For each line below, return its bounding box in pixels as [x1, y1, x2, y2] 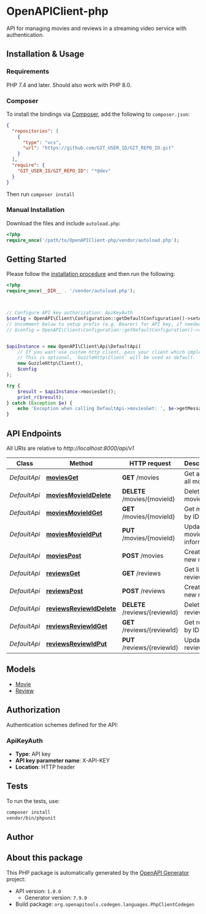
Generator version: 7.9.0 [24, 894, 88, 901]
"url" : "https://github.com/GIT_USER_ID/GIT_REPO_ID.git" [22, 145, 174, 151]
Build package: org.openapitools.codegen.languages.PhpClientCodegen [15, 900, 195, 908]
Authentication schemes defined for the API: [6, 721, 118, 728]
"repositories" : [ [12, 128, 59, 134]
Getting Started [6, 254, 67, 264]
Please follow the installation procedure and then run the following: [6, 270, 175, 278]
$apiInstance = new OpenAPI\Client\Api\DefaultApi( [6, 343, 141, 349]
